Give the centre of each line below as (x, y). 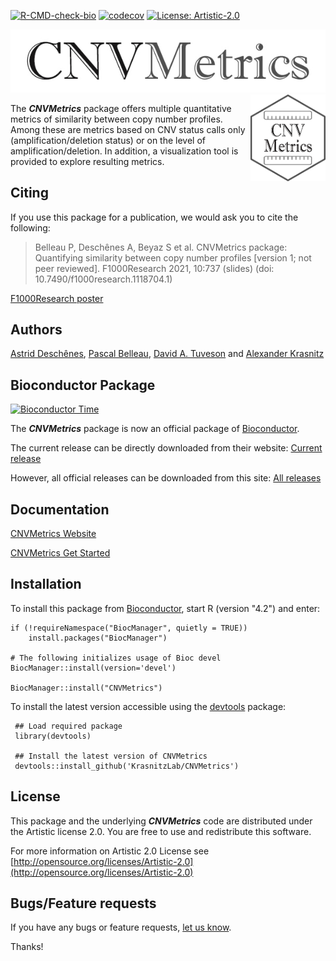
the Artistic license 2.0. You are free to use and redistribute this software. (161, 831)
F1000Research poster (57, 298)
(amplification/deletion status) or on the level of (108, 140)
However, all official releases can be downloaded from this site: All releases (166, 478)
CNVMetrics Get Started (60, 553)
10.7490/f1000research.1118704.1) (103, 279)
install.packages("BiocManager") (98, 638)
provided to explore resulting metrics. (87, 161)
